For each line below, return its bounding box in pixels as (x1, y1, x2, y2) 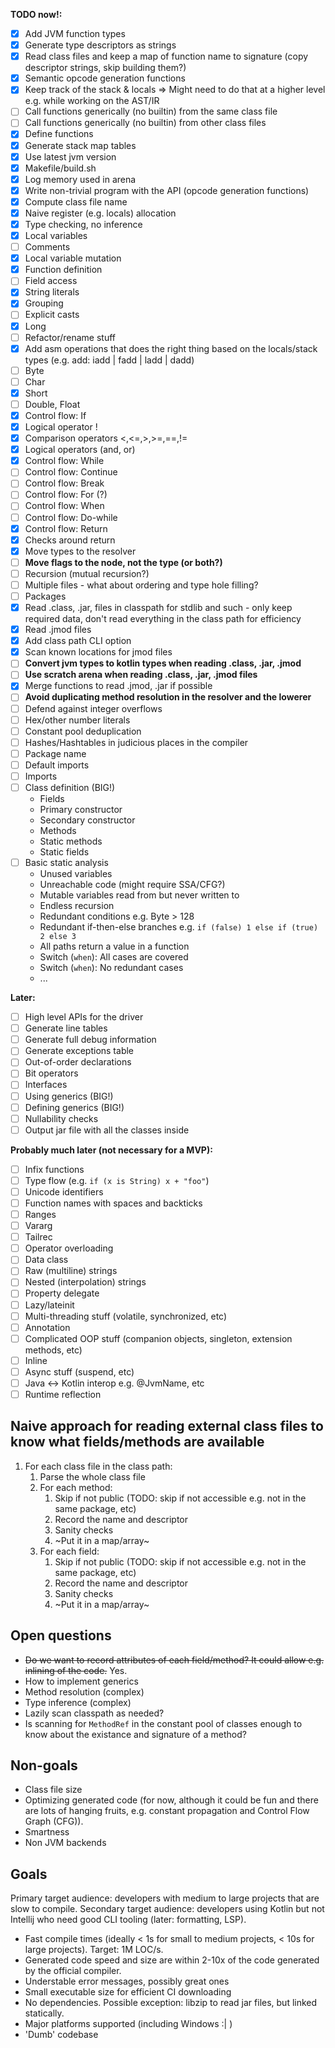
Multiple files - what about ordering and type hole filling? (24, 579, 259, 591)
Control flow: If (24, 409, 87, 421)
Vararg (24, 1220, 53, 1232)
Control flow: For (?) (24, 489, 108, 501)
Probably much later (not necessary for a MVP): (10, 1144, 213, 1156)
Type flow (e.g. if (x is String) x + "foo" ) (24, 1174, 210, 1186)
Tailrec (24, 1231, 53, 1243)
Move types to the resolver (24, 545, 137, 557)
